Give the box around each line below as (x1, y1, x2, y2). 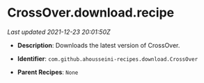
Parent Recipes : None (17, 68, 79, 76)
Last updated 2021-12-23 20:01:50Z (7, 28, 111, 36)
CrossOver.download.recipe (7, 5, 175, 21)
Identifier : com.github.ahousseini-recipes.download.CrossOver (17, 54, 198, 63)
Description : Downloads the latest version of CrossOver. (17, 41, 180, 49)
